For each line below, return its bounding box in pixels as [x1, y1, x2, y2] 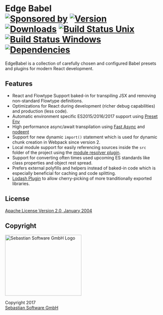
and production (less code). [12, 108, 68, 114]
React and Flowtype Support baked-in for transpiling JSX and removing [12, 93, 156, 98]
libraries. [12, 181, 30, 186]
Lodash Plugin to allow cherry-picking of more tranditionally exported [12, 175, 152, 181]
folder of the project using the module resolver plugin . [12, 149, 121, 155]
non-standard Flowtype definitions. [12, 98, 83, 104]
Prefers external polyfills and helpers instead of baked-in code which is [12, 165, 156, 171]
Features [5, 80, 33, 88]
